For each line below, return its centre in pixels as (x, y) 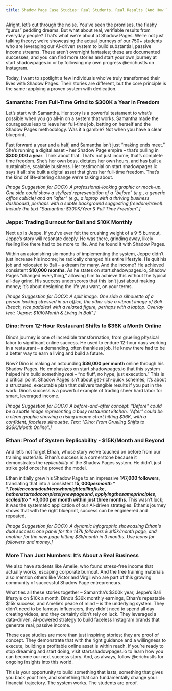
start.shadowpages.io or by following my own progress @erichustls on (80, 62)
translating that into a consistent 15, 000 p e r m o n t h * (61, 483)
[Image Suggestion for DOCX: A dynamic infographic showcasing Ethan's (83, 526)
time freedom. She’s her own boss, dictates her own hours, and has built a (84, 161)
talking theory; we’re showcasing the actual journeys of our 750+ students (84, 41)
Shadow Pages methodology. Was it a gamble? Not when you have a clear (84, 129)
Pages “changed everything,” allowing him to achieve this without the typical (86, 276)
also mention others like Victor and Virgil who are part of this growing (79, 577)
